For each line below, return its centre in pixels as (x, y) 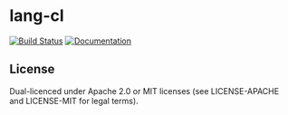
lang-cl (37, 16)
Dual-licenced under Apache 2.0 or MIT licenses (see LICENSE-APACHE (144, 91)
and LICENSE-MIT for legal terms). (74, 101)
